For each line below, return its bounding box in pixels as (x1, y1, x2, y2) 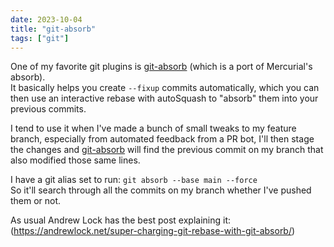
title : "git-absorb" (10, 24, 97, 34)
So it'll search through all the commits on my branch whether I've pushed (10, 184, 312, 196)
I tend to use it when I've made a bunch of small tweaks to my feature (10, 122, 297, 135)
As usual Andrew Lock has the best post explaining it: (10, 214, 232, 226)
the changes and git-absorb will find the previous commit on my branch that (10, 144, 324, 156)
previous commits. (10, 103, 87, 115)
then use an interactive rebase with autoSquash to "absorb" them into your (10, 92, 319, 105)
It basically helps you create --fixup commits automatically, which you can (10, 82, 320, 94)
